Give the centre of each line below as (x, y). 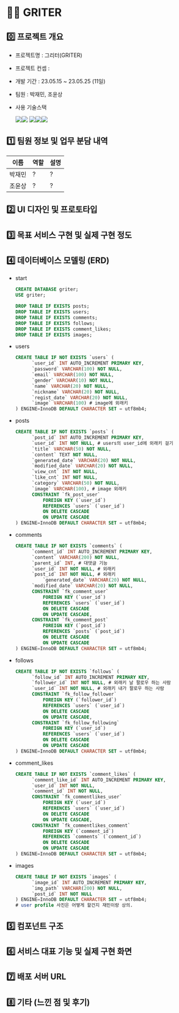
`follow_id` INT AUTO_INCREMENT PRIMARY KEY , (90, 677)
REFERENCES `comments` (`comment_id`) (92, 837)
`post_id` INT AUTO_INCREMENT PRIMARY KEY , (88, 438)
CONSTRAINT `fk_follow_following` (75, 723)
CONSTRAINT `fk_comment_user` (70, 592)
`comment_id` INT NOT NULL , (67, 791)
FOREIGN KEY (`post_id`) (74, 626)
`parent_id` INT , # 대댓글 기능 (70, 563)
